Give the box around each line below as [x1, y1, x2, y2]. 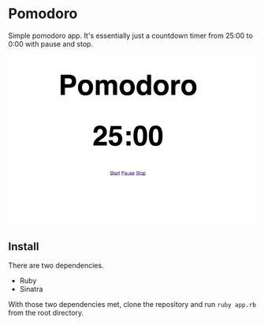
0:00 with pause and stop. [8, 39, 93, 48]
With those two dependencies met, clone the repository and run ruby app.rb [8, 299, 256, 308]
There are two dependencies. [8, 260, 104, 270]
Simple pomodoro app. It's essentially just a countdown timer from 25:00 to [8, 31, 254, 40]
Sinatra [19, 284, 43, 293]
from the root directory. [8, 308, 84, 317]
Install [8, 240, 39, 253]
